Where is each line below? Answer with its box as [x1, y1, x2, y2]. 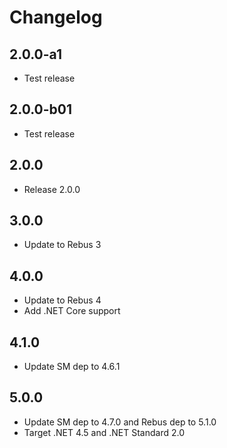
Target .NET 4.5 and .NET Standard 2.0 [23, 426, 186, 438]
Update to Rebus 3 [23, 239, 102, 251]
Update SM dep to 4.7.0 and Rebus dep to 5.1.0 [23, 416, 217, 428]
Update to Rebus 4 [23, 294, 102, 306]
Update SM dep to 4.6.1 [23, 361, 121, 373]
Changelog [9, 6, 103, 29]
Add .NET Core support [23, 305, 121, 317]
